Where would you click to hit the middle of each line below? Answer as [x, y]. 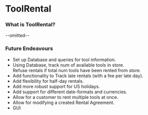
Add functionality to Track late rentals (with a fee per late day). [78, 76]
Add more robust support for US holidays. [56, 86]
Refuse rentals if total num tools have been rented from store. [77, 70]
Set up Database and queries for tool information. [64, 60]
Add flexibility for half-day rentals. [48, 81]
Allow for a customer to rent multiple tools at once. [65, 97]
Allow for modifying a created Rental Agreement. [64, 102]
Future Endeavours [29, 48]
